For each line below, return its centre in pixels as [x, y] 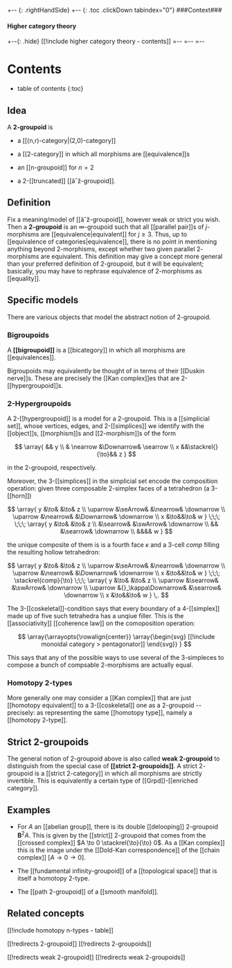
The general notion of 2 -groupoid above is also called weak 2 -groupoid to [114, 758]
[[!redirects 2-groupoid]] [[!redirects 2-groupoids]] [79, 944]
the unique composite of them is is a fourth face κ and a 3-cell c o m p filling [113, 545]
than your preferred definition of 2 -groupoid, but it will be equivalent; [106, 264]
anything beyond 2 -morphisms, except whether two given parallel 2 [104, 248]
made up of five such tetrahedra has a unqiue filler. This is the [96, 616]
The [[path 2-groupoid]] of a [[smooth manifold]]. [88, 892]
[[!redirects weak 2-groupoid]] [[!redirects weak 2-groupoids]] [96, 957]
